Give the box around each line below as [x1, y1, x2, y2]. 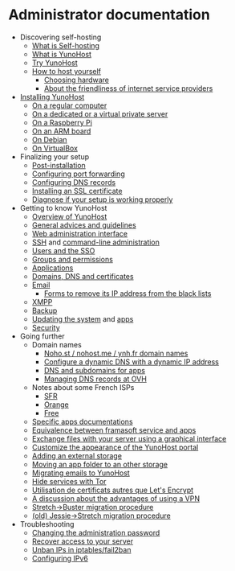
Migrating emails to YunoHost [31, 468, 130, 478]
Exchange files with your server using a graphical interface [31, 433, 227, 443]
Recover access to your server [31, 536, 134, 546]
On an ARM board [31, 126, 91, 136]
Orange [43, 400, 70, 409]
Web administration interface [31, 228, 128, 238]
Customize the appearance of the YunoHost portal [31, 442, 199, 452]
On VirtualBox [31, 143, 79, 153]
